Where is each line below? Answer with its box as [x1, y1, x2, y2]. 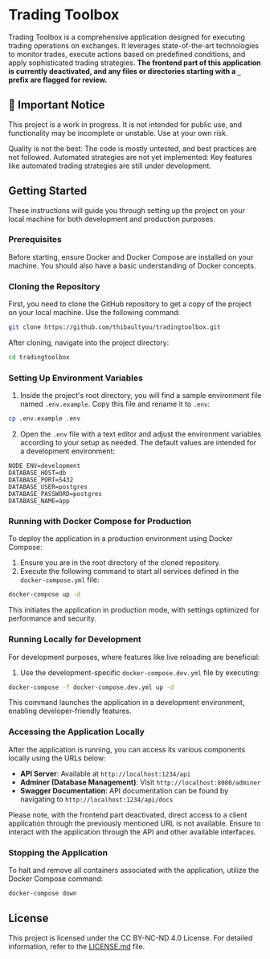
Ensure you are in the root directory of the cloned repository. [19, 558, 221, 568]
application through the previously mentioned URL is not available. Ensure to [8, 818, 261, 828]
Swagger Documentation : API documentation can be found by [19, 785, 229, 795]
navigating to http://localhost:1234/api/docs [19, 794, 174, 804]
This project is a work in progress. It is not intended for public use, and [8, 119, 243, 129]
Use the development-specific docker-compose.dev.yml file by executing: [19, 667, 260, 677]
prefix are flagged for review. [8, 75, 108, 84]
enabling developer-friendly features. [8, 706, 132, 716]
